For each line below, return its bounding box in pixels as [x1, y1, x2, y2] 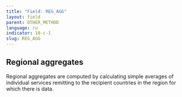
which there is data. [6, 85, 54, 92]
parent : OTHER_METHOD [6, 19, 59, 25]
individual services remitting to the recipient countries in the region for [6, 79, 176, 86]
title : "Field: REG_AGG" [6, 8, 67, 15]
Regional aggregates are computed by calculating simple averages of [6, 72, 174, 79]
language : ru [6, 25, 38, 31]
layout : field [6, 14, 41, 20]
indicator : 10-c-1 [6, 30, 51, 36]
